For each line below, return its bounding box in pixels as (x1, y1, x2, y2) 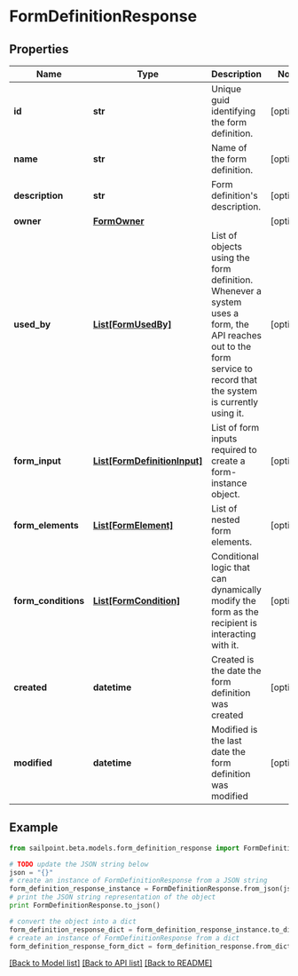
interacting (211, 628, 256, 640)
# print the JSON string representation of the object (9, 893, 216, 902)
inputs (211, 432, 238, 445)
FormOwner (92, 215, 145, 227)
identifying (211, 105, 256, 117)
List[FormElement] (92, 520, 174, 531)
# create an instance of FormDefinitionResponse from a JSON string (9, 877, 268, 885)
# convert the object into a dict (9, 916, 137, 925)
